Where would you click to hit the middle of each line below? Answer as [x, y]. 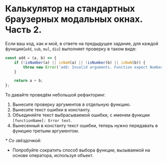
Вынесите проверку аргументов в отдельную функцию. [72, 104]
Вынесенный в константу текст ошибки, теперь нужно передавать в [85, 126]
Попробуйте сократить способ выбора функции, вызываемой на [81, 150]
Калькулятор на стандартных [70, 9]
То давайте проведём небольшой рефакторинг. [55, 95]
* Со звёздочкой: [23, 141]
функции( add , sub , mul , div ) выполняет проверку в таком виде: [71, 49]
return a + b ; [29, 81]
